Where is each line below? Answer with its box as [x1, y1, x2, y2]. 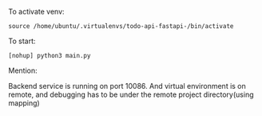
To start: [8, 36, 36, 46]
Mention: [8, 66, 38, 75]
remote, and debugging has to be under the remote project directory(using [8, 90, 254, 99]
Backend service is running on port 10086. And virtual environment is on [8, 82, 246, 90]
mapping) [8, 98, 40, 107]
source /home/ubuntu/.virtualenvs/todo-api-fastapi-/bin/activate [8, 22, 234, 30]
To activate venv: [8, 7, 65, 16]
